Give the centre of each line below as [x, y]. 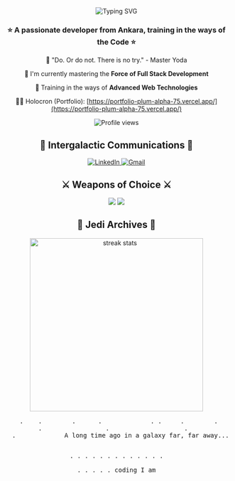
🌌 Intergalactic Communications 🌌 [116, 145]
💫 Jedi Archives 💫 [116, 225]
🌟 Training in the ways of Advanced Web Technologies [116, 87]
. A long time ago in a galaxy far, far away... [120, 435]
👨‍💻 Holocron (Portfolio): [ [52, 102]
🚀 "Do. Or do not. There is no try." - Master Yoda [116, 60]
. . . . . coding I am [116, 470]
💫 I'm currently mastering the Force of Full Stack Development [116, 74]
